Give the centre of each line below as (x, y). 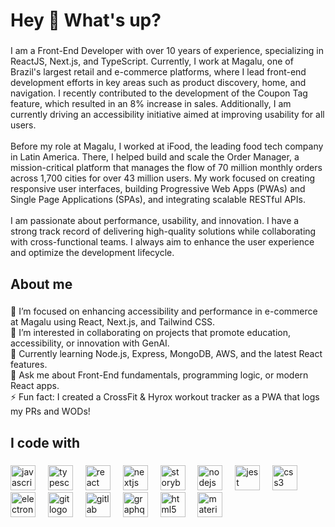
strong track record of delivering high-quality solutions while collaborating (163, 231)
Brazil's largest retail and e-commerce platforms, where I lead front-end (158, 72)
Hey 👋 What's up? (86, 20)
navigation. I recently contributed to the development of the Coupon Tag (159, 93)
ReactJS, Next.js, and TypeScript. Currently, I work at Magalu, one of (152, 61)
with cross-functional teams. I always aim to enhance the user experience (162, 242)
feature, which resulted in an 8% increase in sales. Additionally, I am (151, 104)
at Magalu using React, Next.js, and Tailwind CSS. (113, 322)
